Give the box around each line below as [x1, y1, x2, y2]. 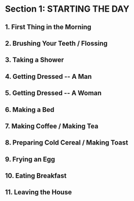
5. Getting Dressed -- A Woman [5, 89, 102, 97]
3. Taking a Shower [5, 56, 64, 64]
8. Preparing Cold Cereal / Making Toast [5, 139, 129, 147]
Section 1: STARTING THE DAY [5, 3, 130, 15]
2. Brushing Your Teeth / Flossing [5, 39, 108, 47]
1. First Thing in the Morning [5, 23, 91, 31]
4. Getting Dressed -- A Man [5, 72, 92, 81]
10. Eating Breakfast [5, 172, 67, 180]
